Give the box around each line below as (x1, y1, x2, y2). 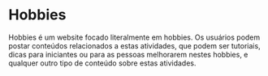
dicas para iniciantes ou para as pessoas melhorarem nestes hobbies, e (8, 49, 249, 59)
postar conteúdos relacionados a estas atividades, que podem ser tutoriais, (8, 40, 262, 50)
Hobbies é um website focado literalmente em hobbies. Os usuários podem (8, 32, 261, 42)
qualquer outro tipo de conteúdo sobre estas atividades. (8, 58, 197, 68)
